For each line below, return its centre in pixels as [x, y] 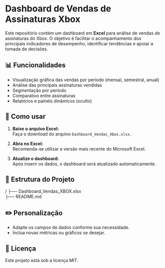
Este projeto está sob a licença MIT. [42, 260]
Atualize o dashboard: [36, 158]
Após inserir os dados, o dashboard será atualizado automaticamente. [84, 164]
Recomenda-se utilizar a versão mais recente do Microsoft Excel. [79, 149]
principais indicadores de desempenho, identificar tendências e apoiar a [79, 43]
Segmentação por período [39, 90]
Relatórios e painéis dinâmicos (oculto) [52, 101]
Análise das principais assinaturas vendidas [57, 85]
